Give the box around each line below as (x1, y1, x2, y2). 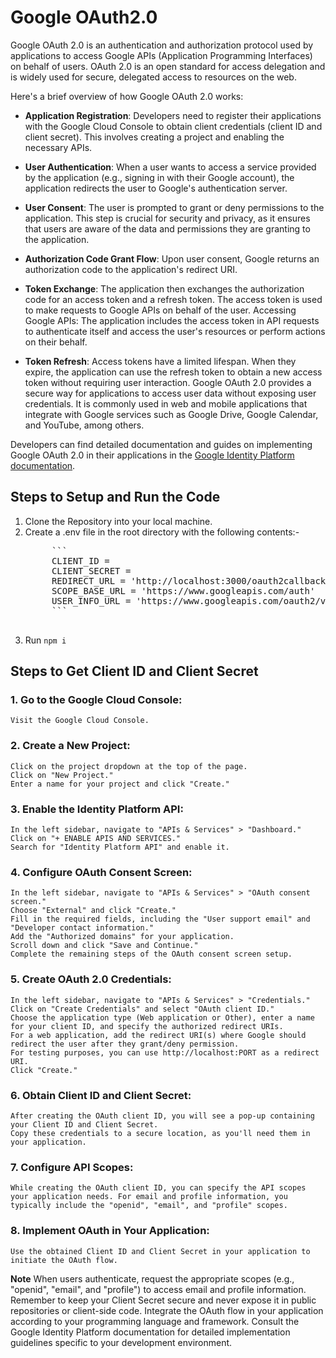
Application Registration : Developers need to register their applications (24, 109, 322, 121)
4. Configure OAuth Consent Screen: (10, 865, 193, 879)
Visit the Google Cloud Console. (10, 716, 150, 726)
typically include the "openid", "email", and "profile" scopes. (10, 1201, 288, 1211)
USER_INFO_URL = (51, 595, 132, 606)
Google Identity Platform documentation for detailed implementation (10, 1326, 291, 1338)
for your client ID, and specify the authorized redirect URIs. (10, 1021, 284, 1031)
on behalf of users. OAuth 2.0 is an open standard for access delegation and (10, 60, 326, 72)
